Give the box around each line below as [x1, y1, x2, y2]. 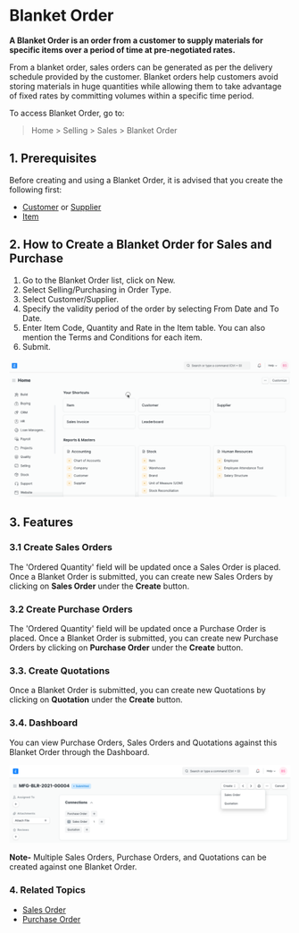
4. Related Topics [9, 884, 87, 896]
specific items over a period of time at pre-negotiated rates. [9, 44, 236, 55]
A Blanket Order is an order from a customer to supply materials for [9, 35, 263, 46]
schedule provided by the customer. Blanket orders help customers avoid [9, 71, 278, 81]
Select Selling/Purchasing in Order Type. [21, 284, 172, 295]
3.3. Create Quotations [9, 665, 110, 677]
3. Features [9, 514, 74, 530]
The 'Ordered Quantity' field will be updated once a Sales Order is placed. [9, 561, 281, 573]
